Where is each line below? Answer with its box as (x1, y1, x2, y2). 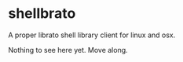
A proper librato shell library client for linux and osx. (8, 30, 176, 40)
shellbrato (8, 5, 76, 22)
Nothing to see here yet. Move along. (8, 45, 128, 54)
